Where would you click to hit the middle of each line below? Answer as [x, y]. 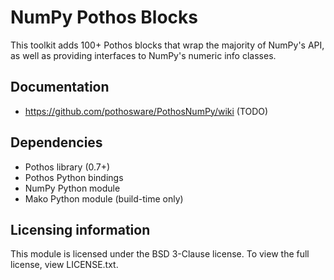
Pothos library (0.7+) [67, 167]
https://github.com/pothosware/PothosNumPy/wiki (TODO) [146, 111]
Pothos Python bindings [74, 177]
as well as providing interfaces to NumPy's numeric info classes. [143, 55]
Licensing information [80, 229]
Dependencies [56, 142]
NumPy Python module [72, 188]
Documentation [60, 87]
